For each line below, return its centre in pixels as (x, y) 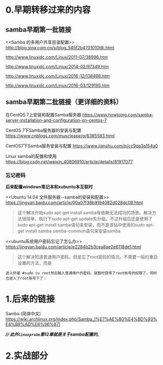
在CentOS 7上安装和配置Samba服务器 (44, 115)
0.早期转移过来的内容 (48, 10)
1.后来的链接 (30, 299)
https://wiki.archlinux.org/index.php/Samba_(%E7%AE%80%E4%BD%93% (81, 319)
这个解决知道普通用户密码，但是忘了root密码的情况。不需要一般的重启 (88, 257)
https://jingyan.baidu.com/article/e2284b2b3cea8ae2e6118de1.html (73, 247)
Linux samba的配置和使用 (31, 156)
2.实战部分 (27, 356)
